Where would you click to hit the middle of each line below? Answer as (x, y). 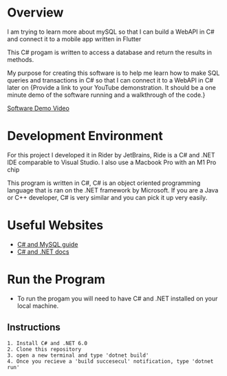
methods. (21, 59)
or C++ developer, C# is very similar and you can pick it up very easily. (107, 197)
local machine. (38, 306)
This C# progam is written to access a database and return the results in (109, 52)
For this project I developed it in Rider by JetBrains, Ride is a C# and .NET (111, 155)
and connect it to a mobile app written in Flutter (74, 38)
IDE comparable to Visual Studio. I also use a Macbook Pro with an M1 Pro (112, 162)
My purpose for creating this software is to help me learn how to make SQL (113, 73)
